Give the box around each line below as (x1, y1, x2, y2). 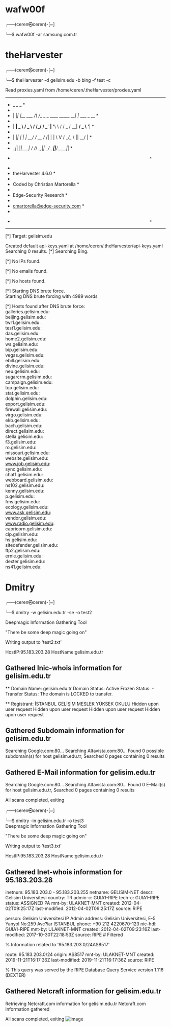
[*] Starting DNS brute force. (5, 288, 65, 294)
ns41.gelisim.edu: (5, 564, 42, 570)
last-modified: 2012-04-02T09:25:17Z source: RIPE (35, 905, 142, 912)
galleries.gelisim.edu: (5, 308, 50, 315)
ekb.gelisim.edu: (5, 417, 40, 423)
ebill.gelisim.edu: (5, 357, 41, 363)
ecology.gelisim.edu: (5, 504, 49, 510)
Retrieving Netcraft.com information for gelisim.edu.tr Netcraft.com (5, 1000, 146, 1007)
